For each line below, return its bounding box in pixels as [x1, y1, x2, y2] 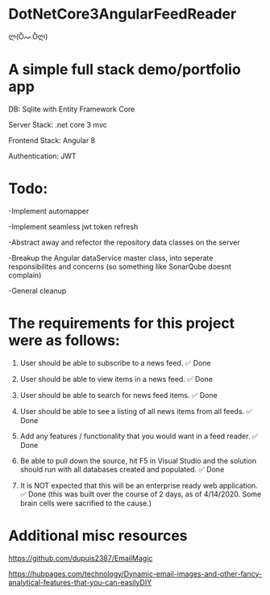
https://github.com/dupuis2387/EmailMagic [8, 553, 153, 563]
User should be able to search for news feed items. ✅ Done [19, 390, 218, 400]
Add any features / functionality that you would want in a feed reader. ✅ [19, 431, 259, 441]
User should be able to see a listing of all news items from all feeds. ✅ [19, 406, 252, 416]
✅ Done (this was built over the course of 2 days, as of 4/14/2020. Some [19, 489, 262, 499]
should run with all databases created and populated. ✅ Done [19, 464, 225, 474]
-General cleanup [8, 286, 67, 295]
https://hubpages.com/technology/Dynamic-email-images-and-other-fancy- [8, 568, 263, 578]
